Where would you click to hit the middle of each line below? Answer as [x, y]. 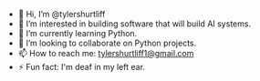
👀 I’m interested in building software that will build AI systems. [135, 24]
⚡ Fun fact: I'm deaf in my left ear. [82, 67]
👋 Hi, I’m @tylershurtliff [62, 14]
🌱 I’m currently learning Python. [78, 33]
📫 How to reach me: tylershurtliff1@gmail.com [106, 53]
